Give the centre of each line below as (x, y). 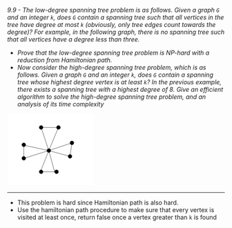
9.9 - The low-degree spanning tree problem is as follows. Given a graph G (113, 10)
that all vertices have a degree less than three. (74, 39)
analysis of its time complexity (60, 104)
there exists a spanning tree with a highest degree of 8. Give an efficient (120, 89)
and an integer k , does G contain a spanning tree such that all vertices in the (116, 17)
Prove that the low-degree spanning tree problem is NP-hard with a (113, 53)
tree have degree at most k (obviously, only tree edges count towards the (112, 25)
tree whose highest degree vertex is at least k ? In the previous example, (119, 82)
